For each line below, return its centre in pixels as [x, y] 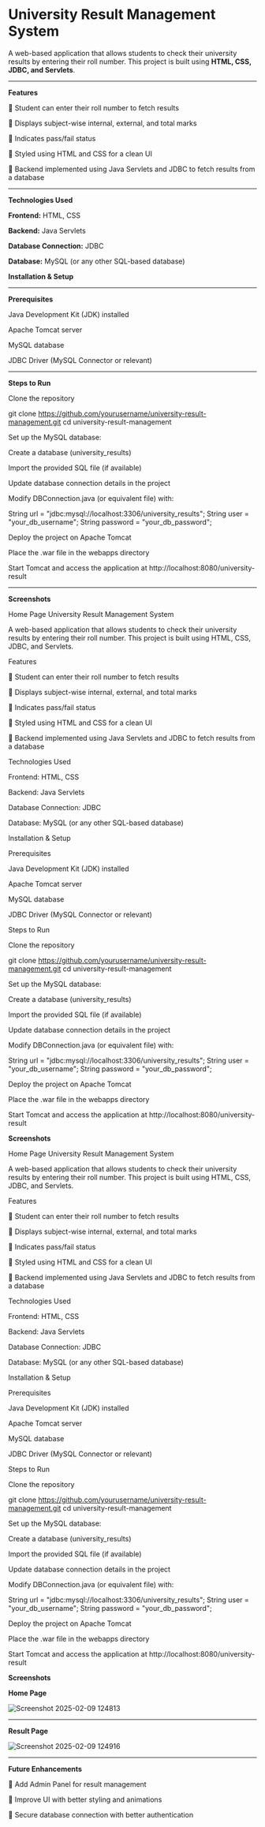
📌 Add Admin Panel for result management [78, 1784]
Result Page [28, 1731]
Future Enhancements [45, 1769]
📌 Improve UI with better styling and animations [85, 1799]
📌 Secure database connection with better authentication [101, 1814]
